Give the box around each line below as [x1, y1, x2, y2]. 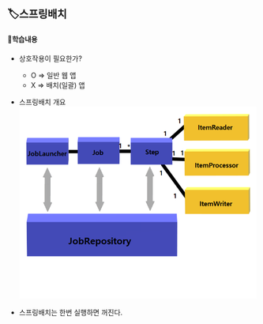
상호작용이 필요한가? [18, 54, 82, 63]
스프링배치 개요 [18, 97, 66, 107]
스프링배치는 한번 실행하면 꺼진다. [18, 307, 123, 317]
